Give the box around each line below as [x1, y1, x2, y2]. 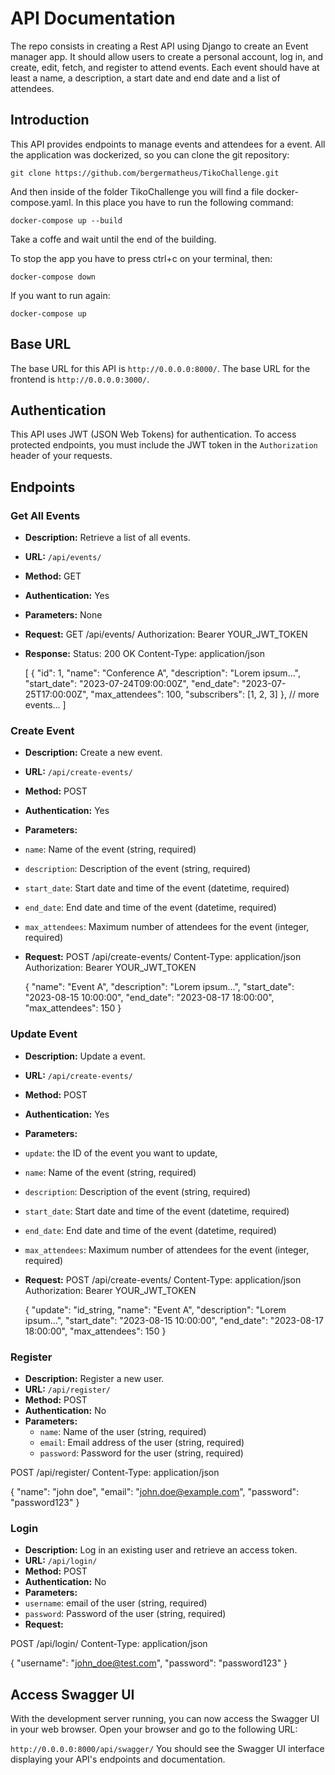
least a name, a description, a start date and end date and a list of [10, 72, 281, 84]
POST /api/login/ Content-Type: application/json [10, 1638, 208, 1650]
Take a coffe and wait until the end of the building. [10, 233, 217, 245]
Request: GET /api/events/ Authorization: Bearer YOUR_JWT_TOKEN [24, 628, 308, 641]
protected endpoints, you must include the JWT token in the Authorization [10, 439, 318, 451]
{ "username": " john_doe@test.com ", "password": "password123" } [10, 1657, 288, 1669]
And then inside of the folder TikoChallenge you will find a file [10, 185, 265, 197]
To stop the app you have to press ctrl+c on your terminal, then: [10, 252, 273, 264]
